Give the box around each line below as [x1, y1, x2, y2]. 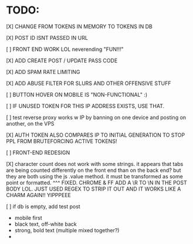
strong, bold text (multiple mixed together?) [14, 226, 120, 233]
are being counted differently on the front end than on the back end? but [6, 167, 181, 174]
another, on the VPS [6, 120, 55, 127]
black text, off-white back [14, 221, 77, 228]
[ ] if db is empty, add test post [6, 203, 80, 210]
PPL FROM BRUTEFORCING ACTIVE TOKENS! [6, 137, 117, 144]
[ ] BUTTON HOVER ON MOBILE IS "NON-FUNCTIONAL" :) [6, 91, 148, 98]
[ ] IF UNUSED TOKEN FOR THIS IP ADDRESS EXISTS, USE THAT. [6, 102, 165, 109]
